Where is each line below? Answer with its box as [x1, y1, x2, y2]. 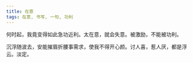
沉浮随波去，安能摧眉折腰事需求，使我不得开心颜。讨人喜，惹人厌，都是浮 [6, 43, 187, 50]
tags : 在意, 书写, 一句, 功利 [6, 14, 74, 20]
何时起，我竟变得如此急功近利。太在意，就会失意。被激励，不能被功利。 [6, 30, 182, 38]
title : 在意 [6, 8, 34, 15]
